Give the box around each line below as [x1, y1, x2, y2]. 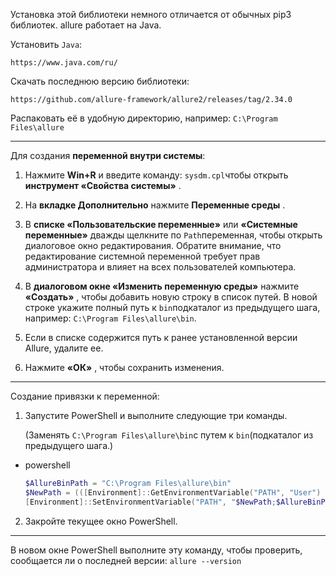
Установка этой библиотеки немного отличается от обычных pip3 [10, 9, 292, 20]
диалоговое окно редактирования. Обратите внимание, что [24, 240, 282, 251]
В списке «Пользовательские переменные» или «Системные [24, 219, 298, 230]
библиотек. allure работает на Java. [10, 19, 162, 31]
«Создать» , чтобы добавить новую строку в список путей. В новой [24, 291, 318, 303]
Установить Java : [10, 39, 83, 50]
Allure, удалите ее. [24, 342, 104, 354]
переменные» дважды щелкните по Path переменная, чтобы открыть [24, 229, 323, 241]
